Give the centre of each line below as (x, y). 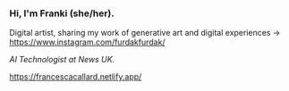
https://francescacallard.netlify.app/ (76, 77)
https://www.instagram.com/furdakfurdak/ (87, 42)
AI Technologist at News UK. (62, 60)
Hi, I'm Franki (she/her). (62, 13)
